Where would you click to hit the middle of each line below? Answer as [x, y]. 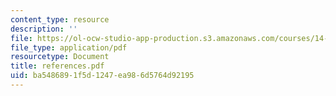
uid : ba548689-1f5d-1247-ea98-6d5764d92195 [102, 76]
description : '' [44, 29]
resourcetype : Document [60, 57]
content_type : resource [60, 19]
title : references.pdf [57, 66]
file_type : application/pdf [69, 47]
